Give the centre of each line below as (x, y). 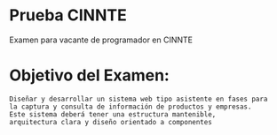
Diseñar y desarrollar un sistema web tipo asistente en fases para (138, 99)
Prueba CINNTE (68, 15)
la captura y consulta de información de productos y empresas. (131, 107)
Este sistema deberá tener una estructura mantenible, (113, 114)
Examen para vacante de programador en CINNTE (101, 40)
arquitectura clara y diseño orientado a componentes (111, 122)
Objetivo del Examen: (90, 75)
